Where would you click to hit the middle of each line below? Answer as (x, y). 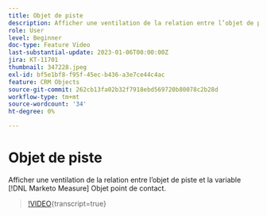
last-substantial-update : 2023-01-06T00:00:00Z (89, 52)
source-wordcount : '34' (48, 104)
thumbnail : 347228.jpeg (48, 67)
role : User (26, 30)
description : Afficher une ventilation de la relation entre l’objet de (131, 23)
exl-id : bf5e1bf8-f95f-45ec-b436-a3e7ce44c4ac (87, 75)
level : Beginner (35, 38)
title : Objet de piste (46, 15)
